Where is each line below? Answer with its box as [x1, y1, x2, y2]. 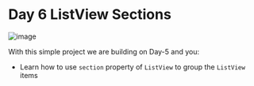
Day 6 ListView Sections [8, 6, 172, 24]
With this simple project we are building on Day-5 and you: [8, 47, 200, 56]
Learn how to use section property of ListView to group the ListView [19, 62, 246, 72]
